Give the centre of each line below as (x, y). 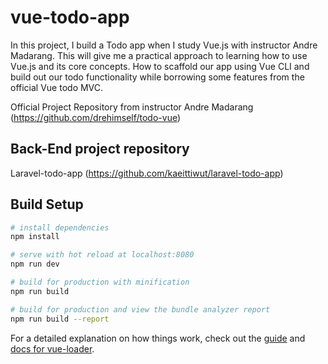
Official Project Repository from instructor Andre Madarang (132, 107)
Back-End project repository (100, 149)
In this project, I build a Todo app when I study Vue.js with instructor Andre (164, 45)
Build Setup (47, 204)
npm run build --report (60, 319)
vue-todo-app (70, 17)
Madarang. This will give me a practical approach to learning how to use (159, 55)
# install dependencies (60, 227)
